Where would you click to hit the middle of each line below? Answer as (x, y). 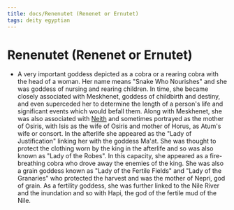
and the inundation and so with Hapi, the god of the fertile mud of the (117, 193)
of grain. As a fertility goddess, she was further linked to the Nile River (118, 185)
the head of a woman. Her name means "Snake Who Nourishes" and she (122, 82)
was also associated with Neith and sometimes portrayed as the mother (120, 119)
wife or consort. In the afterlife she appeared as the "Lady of (104, 134)
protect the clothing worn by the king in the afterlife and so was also (115, 148)
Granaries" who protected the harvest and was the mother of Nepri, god (121, 178)
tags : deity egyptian (39, 20)
